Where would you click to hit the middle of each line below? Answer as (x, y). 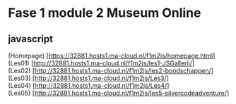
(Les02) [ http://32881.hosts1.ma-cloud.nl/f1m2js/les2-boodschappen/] (111, 71)
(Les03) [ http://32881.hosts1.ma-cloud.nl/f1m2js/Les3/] (88, 78)
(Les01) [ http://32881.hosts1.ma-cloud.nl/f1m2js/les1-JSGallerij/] (101, 63)
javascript (31, 39)
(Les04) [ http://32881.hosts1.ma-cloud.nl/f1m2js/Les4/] (89, 85)
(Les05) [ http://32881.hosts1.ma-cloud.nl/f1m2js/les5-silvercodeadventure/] (119, 93)
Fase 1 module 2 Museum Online (105, 13)
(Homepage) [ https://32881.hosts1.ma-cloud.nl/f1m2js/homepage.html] (112, 56)
